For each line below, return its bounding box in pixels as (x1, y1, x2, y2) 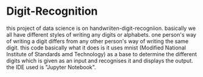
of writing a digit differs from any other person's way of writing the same (6, 37, 189, 45)
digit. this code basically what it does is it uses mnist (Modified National (6, 44, 186, 51)
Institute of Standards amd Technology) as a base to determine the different (6, 50, 197, 57)
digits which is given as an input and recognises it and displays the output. (6, 57, 193, 64)
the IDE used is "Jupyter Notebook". (6, 63, 96, 71)
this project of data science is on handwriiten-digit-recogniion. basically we (6, 24, 196, 32)
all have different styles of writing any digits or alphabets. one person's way (6, 31, 197, 38)
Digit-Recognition (6, 4, 98, 18)
